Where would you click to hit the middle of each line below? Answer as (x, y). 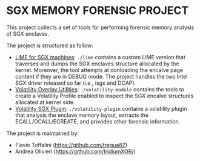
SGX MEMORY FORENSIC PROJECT (98, 11)
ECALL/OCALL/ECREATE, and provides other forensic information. (98, 121)
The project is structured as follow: (50, 45)
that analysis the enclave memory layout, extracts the (82, 115)
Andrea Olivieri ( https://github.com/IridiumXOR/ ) (75, 151)
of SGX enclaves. (28, 33)
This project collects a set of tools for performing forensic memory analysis (100, 27)
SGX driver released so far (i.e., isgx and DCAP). (75, 83)
